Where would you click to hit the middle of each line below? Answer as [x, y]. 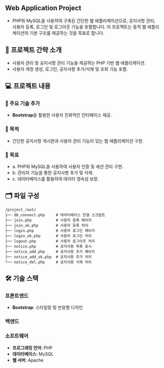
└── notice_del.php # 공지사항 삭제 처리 [49, 262]
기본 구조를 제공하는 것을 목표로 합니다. [67, 33]
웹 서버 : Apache [28, 360]
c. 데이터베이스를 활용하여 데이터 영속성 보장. [56, 179]
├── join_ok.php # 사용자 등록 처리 [47, 225]
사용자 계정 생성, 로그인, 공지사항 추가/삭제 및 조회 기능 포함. [70, 69]
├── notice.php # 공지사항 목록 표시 [49, 246]
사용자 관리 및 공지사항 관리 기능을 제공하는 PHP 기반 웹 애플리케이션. [79, 63]
